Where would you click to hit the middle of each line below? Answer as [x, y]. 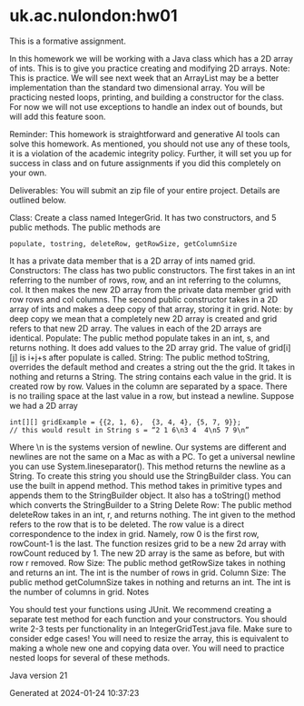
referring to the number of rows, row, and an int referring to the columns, [145, 280]
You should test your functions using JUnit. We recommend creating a [141, 609]
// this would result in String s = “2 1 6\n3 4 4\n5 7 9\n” [129, 430]
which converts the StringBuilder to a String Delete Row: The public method [151, 504]
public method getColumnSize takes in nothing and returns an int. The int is [150, 582]
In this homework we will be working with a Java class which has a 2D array [151, 58]
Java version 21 [39, 675]
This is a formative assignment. [68, 41]
